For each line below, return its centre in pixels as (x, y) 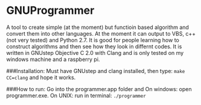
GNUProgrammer (50, 11)
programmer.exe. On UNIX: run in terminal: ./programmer (76, 95)
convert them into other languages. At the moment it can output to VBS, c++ (101, 33)
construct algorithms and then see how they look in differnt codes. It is (94, 46)
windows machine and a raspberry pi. (53, 59)
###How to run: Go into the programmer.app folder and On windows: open (99, 89)
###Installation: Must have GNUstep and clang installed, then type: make (96, 71)
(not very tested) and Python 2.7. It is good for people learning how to (93, 40)
